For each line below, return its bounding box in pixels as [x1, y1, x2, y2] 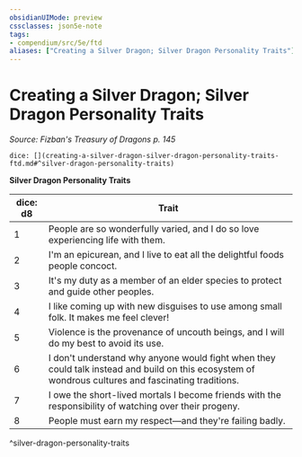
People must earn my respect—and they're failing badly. [48, 415, 286, 427]
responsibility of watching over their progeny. [48, 400, 241, 413]
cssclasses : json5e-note [9, 22, 102, 31]
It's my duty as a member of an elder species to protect [48, 275, 282, 287]
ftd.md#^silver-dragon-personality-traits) [9, 159, 175, 169]
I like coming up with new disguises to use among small [48, 300, 283, 312]
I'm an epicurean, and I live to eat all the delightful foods [48, 249, 285, 261]
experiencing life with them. [48, 234, 165, 247]
